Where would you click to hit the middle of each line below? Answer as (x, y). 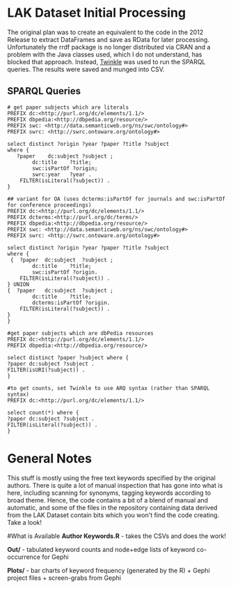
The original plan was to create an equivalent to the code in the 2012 (105, 32)
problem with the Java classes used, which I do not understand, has (105, 54)
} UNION (18, 284)
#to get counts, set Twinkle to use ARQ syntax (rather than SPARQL (109, 388)
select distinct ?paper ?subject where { (68, 357)
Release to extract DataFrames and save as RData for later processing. (109, 39)
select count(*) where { (43, 412)
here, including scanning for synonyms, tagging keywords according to (109, 493)
